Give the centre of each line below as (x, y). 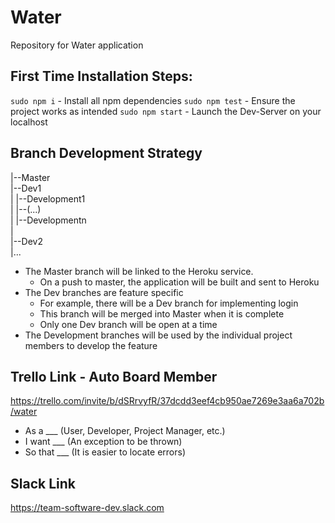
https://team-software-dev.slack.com (87, 508)
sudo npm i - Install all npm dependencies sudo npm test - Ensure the (153, 100)
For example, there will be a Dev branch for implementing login (169, 303)
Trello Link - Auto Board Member (114, 376)
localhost (29, 122)
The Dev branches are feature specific (104, 292)
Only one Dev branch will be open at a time (128, 324)
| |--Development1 (48, 198)
